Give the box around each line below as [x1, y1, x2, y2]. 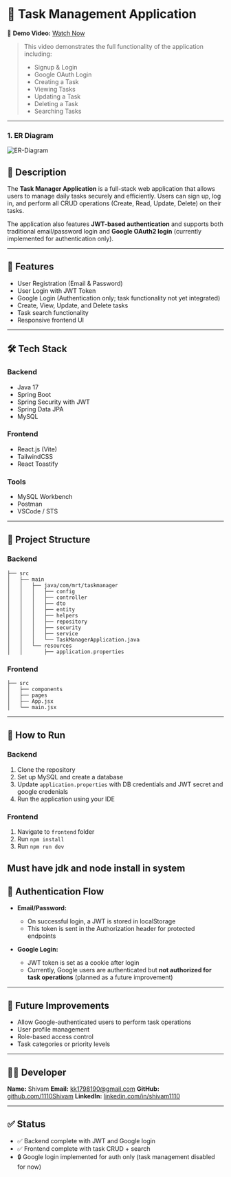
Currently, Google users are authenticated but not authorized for [27, 966, 212, 974]
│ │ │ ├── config [7, 588, 76, 595]
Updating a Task [34, 92, 81, 101]
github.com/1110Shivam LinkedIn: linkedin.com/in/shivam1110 [7, 1092, 181, 1100]
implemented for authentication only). [7, 234, 114, 243]
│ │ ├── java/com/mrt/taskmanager [7, 582, 118, 588]
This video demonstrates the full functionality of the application [23, 42, 204, 50]
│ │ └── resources [7, 642, 72, 649]
